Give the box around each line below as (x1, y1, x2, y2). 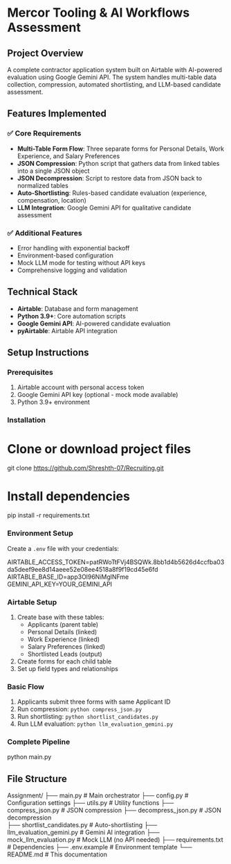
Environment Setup (7, 529, 74, 539)
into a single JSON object (17, 167, 90, 175)
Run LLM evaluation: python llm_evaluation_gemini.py (17, 720, 174, 728)
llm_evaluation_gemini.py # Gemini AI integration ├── (7, 828, 160, 837)
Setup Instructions (7, 347, 89, 359)
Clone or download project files (7, 441, 192, 457)
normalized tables (17, 181, 69, 189)
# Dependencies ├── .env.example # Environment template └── (7, 843, 192, 852)
